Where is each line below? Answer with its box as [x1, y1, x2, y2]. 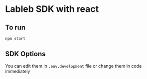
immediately [5, 68, 30, 74]
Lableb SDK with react [5, 3, 99, 15]
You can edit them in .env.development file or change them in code [5, 63, 142, 69]
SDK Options [5, 50, 46, 58]
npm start [5, 36, 26, 41]
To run [5, 23, 26, 32]
